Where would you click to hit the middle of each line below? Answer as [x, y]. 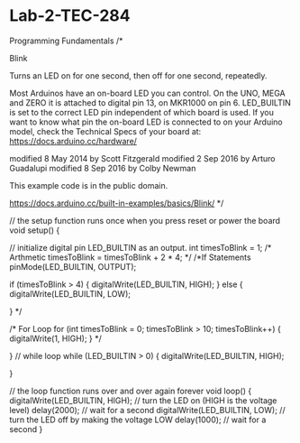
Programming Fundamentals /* [66, 41]
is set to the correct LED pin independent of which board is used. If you [142, 112]
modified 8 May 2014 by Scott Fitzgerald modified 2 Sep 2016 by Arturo [142, 158]
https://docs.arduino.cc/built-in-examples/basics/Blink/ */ [117, 203]
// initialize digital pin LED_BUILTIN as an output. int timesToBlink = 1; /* [141, 247]
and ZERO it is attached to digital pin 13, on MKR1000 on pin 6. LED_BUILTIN [150, 102]
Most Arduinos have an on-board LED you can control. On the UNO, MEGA [147, 93]
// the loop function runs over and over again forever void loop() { [131, 391]
